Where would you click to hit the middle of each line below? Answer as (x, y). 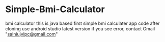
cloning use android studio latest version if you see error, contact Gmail (80, 28)
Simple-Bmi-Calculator (55, 9)
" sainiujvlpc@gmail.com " (32, 34)
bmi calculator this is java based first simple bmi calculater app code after (82, 23)
